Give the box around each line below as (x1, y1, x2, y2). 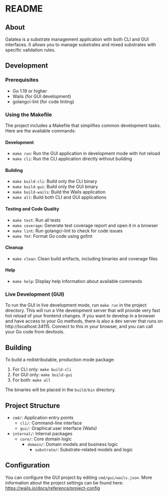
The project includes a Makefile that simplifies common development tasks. (5, 122, 161, 128)
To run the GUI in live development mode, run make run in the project (5, 302, 147, 308)
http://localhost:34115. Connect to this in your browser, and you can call (5, 323, 153, 329)
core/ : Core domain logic (20, 436, 72, 442)
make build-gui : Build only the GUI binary (12, 184, 98, 190)
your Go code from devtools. (5, 329, 65, 335)
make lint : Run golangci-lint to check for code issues (12, 228, 123, 234)
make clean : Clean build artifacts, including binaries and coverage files (12, 255, 158, 261)
